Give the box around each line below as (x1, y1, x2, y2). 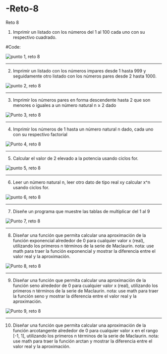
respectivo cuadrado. (12, 34, 56, 40)
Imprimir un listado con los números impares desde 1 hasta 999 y (12, 68, 146, 73)
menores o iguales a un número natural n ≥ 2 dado (12, 102, 116, 108)
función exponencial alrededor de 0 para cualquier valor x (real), (12, 237, 145, 243)
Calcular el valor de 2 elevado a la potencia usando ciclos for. (12, 155, 139, 161)
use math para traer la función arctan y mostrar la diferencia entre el (12, 338, 153, 344)
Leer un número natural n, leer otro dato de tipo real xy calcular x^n (12, 179, 151, 185)
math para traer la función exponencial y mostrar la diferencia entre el (12, 248, 156, 254)
